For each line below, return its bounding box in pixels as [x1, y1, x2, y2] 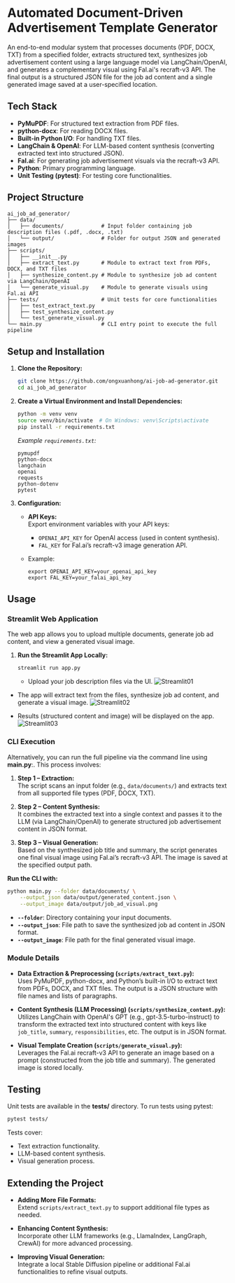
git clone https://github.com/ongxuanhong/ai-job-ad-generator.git [17, 378, 218, 385]
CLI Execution [7, 737, 56, 747]
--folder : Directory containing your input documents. [17, 913, 172, 922]
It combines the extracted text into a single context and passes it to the [17, 809, 222, 818]
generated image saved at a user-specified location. [7, 80, 158, 88]
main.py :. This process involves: [7, 760, 101, 769]
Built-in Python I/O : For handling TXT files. [17, 134, 141, 142]
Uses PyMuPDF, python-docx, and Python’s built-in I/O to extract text [17, 976, 218, 985]
